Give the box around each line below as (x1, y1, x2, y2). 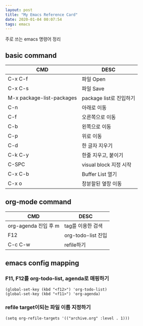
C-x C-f (8, 76, 28, 83)
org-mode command (5, 198, 72, 206)
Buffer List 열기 (81, 171, 117, 178)
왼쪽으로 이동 (81, 123, 112, 130)
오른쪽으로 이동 (81, 114, 116, 121)
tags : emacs (5, 21, 30, 27)
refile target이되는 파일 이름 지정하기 (5, 304, 91, 311)
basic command (5, 51, 57, 60)
